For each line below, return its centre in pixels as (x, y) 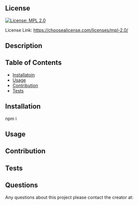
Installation (23, 106)
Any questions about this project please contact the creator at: (69, 197)
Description (24, 46)
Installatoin (23, 74)
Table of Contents (34, 63)
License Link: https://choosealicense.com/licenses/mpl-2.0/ (67, 30)
